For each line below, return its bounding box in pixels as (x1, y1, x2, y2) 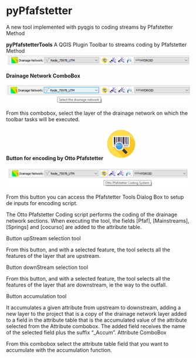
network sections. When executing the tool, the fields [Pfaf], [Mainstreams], (6, 217, 190, 224)
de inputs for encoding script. (6, 199, 78, 206)
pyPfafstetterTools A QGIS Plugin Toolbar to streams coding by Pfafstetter (6, 41, 187, 48)
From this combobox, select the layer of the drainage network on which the (6, 110, 188, 117)
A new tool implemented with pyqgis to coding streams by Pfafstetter (6, 23, 173, 30)
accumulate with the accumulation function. (6, 346, 112, 353)
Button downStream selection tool (6, 264, 88, 271)
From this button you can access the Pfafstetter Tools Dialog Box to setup (6, 193, 184, 200)
